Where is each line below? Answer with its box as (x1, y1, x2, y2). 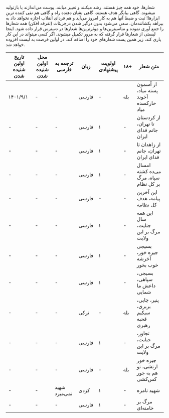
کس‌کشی (136, 376, 157, 382)
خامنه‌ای (136, 404, 154, 411)
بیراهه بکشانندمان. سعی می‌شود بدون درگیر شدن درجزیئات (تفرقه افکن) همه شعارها (6, 20, 163, 26)
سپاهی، (136, 276, 153, 283)
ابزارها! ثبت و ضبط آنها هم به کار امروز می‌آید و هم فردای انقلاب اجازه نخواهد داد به (6, 15, 160, 21)
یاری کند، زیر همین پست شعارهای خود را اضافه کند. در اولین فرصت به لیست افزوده (6, 36, 161, 42)
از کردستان (136, 114, 161, 121)
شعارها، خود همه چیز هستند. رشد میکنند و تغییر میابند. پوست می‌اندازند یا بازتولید (6, 5, 155, 10)
